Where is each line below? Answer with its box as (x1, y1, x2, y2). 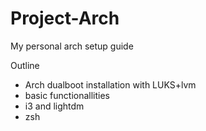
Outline (10, 59, 40, 71)
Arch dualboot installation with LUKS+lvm (24, 78, 197, 91)
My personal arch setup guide (10, 40, 134, 52)
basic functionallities (24, 89, 111, 101)
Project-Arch (10, 7, 120, 30)
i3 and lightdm (24, 100, 85, 112)
